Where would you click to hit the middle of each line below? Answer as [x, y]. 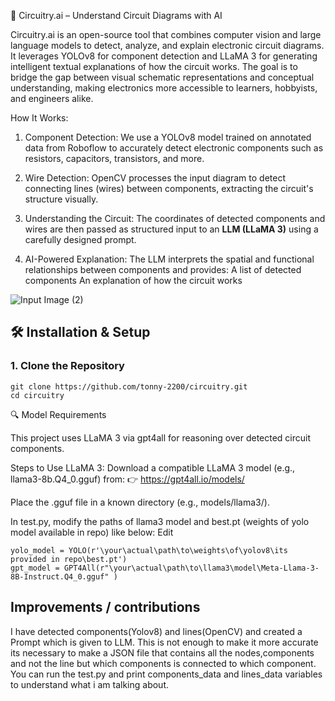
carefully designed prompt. [80, 239]
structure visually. [61, 199]
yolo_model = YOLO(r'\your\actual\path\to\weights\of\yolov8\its [149, 550]
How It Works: [39, 118]
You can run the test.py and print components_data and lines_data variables [166, 674]
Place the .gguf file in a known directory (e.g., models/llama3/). [140, 502]
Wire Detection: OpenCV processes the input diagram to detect [155, 178]
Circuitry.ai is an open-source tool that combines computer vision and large [166, 34]
